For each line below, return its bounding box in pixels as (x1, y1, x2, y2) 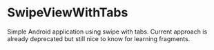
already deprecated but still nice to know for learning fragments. (7, 34, 191, 42)
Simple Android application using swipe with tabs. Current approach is (7, 27, 208, 36)
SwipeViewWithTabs (7, 5, 128, 21)
